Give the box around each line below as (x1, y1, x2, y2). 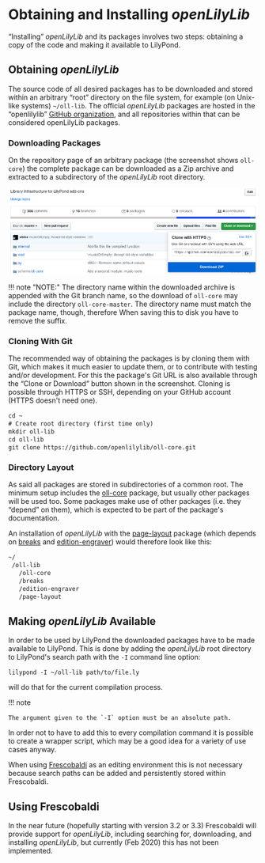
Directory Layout (8, 462, 74, 473)
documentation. (8, 513, 60, 523)
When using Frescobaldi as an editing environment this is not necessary (8, 760, 243, 770)
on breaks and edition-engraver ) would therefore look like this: (8, 537, 212, 547)
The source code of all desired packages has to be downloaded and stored (8, 84, 253, 93)
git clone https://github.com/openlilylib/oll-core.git (8, 444, 196, 452)
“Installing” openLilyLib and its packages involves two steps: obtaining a (8, 32, 244, 41)
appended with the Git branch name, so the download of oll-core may (8, 290, 239, 300)
